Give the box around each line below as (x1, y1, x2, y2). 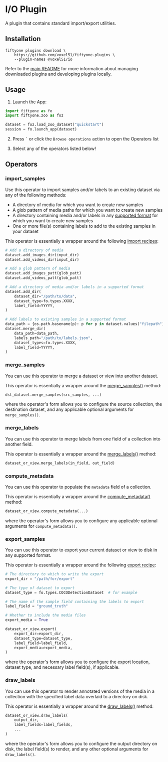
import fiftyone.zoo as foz (5, 113, 64, 118)
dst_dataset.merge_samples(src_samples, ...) (5, 392, 101, 397)
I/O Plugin (5, 4, 47, 15)
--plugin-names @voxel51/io (14, 57, 72, 62)
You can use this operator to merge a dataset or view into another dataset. (5, 373, 158, 379)
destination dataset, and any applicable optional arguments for (5, 406, 134, 412)
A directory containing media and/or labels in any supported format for (12, 212, 158, 218)
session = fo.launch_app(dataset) (5, 127, 77, 132)
